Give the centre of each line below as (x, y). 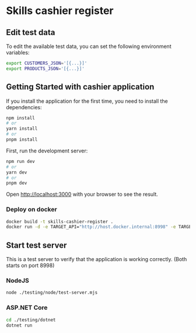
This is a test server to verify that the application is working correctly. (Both (97, 259)
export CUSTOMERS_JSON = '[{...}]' (47, 63)
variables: (18, 53)
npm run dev (20, 161)
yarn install (22, 129)
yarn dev (17, 172)
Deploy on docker (32, 210)
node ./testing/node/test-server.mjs (52, 293)
